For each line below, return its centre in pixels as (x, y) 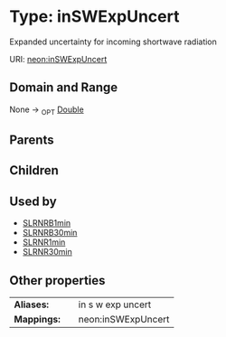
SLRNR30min (47, 252)
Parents (32, 140)
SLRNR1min (44, 242)
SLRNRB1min (47, 223)
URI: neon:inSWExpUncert (58, 59)
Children (34, 170)
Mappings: (38, 319)
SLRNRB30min (50, 233)
